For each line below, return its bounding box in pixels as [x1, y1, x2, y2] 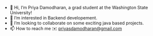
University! [9, 10, 32, 16]
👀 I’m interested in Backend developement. [9, 15, 98, 20]
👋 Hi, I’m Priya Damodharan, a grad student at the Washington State [9, 5, 149, 10]
